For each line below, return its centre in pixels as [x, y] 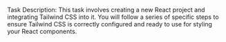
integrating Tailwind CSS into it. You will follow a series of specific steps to [113, 17]
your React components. [42, 31]
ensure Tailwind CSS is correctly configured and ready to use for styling [110, 24]
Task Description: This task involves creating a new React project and [106, 10]
